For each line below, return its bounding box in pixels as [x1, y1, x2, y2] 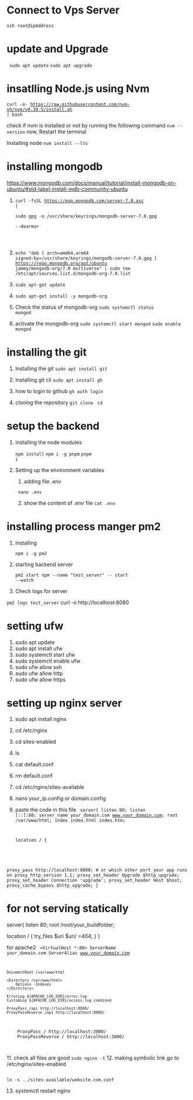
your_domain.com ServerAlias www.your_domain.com [6, 950, 130, 956]
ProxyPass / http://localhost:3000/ [17, 1029, 107, 1035]
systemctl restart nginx [15, 1087, 71, 1094]
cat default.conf [15, 761, 54, 768]
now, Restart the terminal [26, 128, 87, 135]
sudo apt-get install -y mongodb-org [15, 293, 108, 299]
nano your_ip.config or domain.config [15, 795, 106, 802]
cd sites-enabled [15, 738, 56, 746]
